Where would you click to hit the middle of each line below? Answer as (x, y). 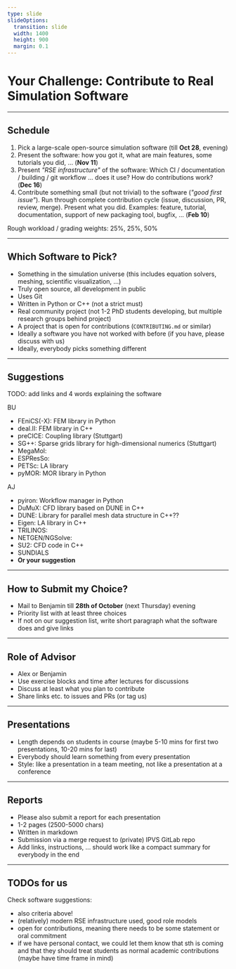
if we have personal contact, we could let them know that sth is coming (120, 943)
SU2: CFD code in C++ (51, 546)
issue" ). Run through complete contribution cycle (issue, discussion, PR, (122, 199)
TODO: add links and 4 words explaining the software (85, 394)
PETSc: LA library (43, 466)
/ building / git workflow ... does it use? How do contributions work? (115, 177)
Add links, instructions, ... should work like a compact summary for (114, 847)
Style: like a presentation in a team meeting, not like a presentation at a (120, 764)
